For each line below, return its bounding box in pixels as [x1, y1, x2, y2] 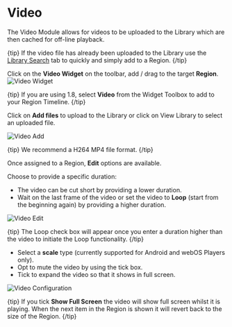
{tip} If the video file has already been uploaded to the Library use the [7, 49, 207, 57]
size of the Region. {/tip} [7, 312, 77, 320]
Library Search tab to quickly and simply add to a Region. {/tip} [7, 56, 188, 64]
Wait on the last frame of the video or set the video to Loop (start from [17, 193, 219, 201]
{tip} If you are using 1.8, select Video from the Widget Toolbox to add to [7, 90, 215, 99]
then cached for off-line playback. [7, 35, 105, 43]
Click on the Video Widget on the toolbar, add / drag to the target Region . [7, 69, 219, 78]
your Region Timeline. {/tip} [7, 97, 86, 106]
